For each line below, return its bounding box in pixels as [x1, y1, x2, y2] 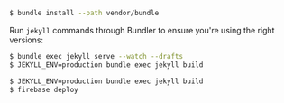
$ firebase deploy [9, 85, 78, 94]
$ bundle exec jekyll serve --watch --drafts [9, 51, 183, 61]
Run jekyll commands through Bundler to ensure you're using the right [9, 24, 275, 35]
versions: [9, 34, 43, 45]
